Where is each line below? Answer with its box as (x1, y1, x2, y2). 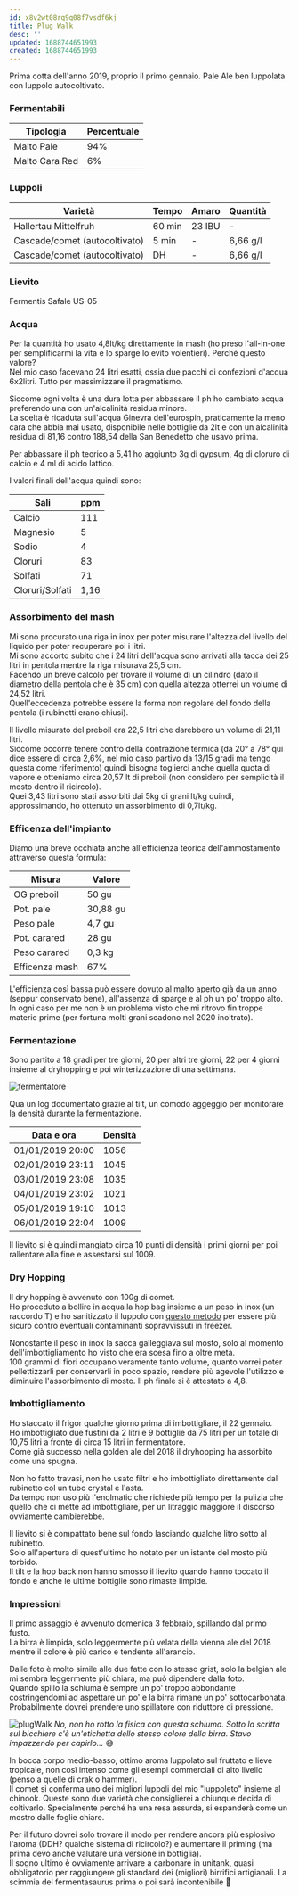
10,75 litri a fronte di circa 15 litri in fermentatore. (9, 1437, 186, 1447)
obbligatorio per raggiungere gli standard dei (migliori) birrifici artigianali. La (9, 1867, 287, 1878)
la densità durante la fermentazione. (9, 1108, 142, 1119)
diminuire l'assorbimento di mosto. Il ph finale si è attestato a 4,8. (9, 1375, 248, 1386)
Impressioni (9, 1597, 62, 1610)
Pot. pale (13, 903, 51, 915)
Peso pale (13, 917, 55, 929)
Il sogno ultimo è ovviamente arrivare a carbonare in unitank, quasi (9, 1858, 254, 1868)
